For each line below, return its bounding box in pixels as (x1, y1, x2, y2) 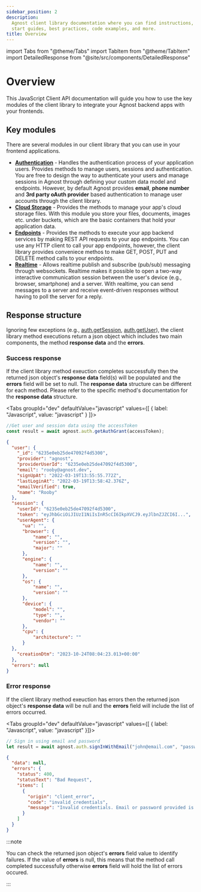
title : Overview (6, 31, 47, 37)
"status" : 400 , (17, 771, 55, 777)
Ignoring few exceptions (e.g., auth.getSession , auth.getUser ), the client (6, 326, 184, 333)
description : (6, 14, 39, 20)
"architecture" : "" (32, 634, 82, 640)
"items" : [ (17, 782, 44, 788)
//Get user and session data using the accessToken (6, 423, 138, 429)
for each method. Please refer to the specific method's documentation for (6, 387, 188, 394)
